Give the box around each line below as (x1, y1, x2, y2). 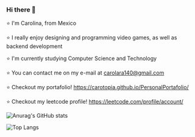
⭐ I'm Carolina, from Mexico (6, 19, 77, 27)
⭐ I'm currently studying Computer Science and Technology (6, 55, 157, 62)
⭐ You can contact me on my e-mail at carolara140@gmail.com (6, 69, 165, 76)
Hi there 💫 (6, 5, 37, 14)
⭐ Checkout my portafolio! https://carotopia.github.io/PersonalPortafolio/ (6, 84, 189, 91)
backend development (6, 42, 63, 50)
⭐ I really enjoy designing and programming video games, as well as (6, 34, 177, 41)
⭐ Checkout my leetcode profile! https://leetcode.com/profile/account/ (6, 98, 184, 105)
